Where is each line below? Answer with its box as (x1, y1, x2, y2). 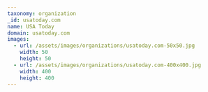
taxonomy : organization (7, 10, 77, 17)
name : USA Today (7, 23, 54, 30)
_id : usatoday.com (7, 17, 61, 24)
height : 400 (20, 74, 54, 82)
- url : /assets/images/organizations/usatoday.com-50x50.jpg (13, 42, 195, 49)
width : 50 (20, 49, 49, 56)
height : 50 (20, 55, 52, 62)
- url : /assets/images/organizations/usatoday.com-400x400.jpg (13, 62, 201, 68)
